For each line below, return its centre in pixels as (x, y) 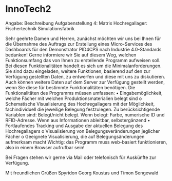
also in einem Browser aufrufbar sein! (45, 147)
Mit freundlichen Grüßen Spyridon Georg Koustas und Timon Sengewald (82, 173)
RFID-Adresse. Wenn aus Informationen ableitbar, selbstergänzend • (78, 120)
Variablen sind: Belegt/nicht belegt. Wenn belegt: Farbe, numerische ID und (85, 115)
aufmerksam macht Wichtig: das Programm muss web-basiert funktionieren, (86, 142)
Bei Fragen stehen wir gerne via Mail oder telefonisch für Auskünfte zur (81, 157)
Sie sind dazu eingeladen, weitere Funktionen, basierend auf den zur (78, 71)
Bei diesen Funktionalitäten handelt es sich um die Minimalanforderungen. (83, 66)
